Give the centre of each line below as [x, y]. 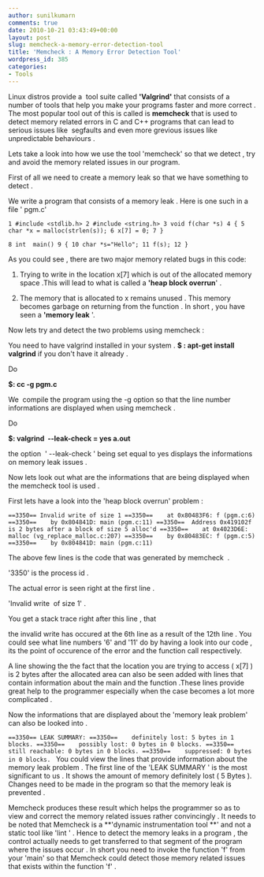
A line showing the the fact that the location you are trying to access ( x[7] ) [131, 666]
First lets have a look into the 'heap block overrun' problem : [106, 500]
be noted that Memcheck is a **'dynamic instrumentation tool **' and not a [130, 824]
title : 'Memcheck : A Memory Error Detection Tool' [95, 52]
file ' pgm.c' [28, 209]
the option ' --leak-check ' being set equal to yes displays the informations [130, 453]
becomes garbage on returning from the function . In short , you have [132, 306]
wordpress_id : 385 [38, 60]
